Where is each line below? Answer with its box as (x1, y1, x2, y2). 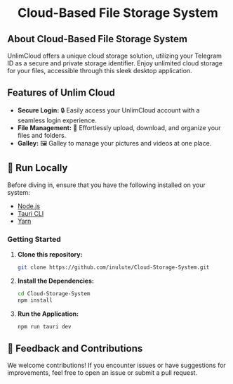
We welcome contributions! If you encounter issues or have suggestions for (7, 361, 226, 370)
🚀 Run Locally (7, 162, 68, 174)
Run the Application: (17, 309, 79, 318)
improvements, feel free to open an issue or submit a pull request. (7, 369, 198, 377)
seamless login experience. (17, 116, 97, 124)
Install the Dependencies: (17, 276, 95, 285)
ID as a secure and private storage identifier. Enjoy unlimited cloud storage (7, 59, 223, 68)
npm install (17, 297, 53, 304)
